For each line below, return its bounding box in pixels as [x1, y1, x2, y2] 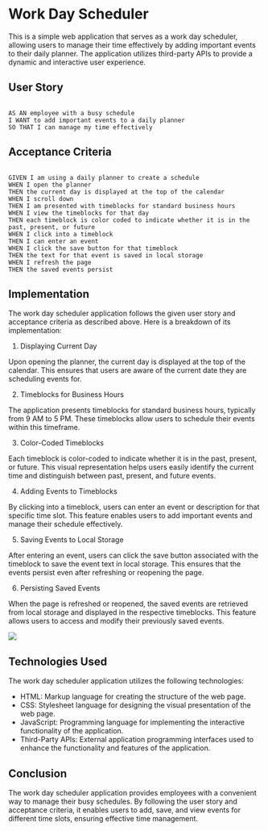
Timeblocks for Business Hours [19, 390, 125, 399]
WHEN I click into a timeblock [8, 230, 113, 238]
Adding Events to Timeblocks [19, 486, 118, 496]
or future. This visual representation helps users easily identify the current [8, 462, 254, 472]
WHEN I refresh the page [8, 258, 92, 266]
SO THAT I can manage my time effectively [8, 123, 153, 132]
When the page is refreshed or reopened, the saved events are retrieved [8, 599, 248, 609]
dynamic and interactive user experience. [8, 57, 146, 67]
